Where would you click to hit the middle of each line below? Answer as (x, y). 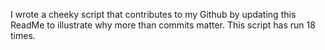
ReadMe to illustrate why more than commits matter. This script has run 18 (163, 25)
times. (23, 35)
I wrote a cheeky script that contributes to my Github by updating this (153, 14)
